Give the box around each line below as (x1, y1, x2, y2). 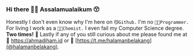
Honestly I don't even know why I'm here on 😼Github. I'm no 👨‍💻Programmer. (6, 19, 189, 26)
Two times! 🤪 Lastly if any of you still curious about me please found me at (6, 31, 188, 38)
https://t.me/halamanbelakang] (77, 37, 152, 44)
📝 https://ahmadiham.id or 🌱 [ (6, 37, 78, 44)
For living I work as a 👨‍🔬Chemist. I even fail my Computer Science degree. (6, 24, 184, 32)
